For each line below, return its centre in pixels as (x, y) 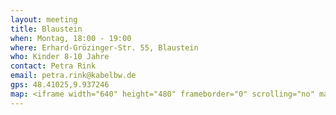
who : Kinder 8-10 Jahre (60, 57)
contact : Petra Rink (53, 66)
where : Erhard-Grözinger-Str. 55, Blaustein (104, 47)
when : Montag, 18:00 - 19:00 (71, 38)
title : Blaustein (46, 29)
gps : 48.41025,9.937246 (60, 85)
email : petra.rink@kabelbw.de (73, 76)
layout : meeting (44, 19)
